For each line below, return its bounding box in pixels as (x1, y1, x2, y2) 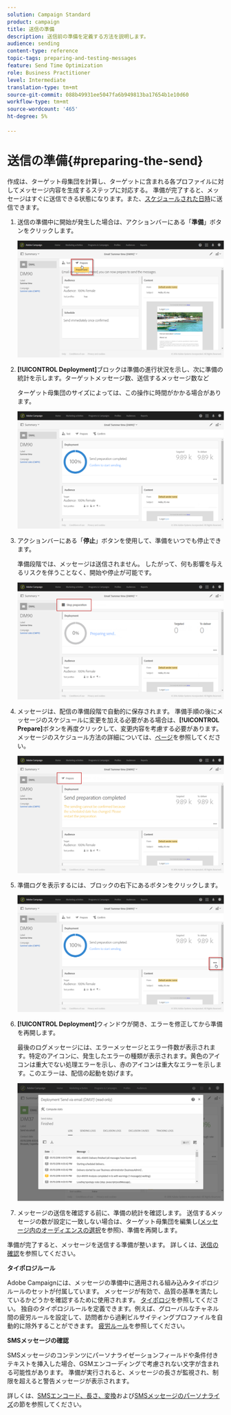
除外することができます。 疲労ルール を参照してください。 (25, 1322, 189, 1330)
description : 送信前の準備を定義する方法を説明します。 (7, 33, 149, 40)
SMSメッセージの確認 (7, 1336, 69, 1345)
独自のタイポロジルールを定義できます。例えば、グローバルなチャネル (20, 1305, 219, 1313)
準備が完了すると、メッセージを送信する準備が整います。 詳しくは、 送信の (7, 1240, 219, 1249)
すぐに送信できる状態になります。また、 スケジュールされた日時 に (30, 194, 217, 203)
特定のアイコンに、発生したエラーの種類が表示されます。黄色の (28, 1052, 208, 1060)
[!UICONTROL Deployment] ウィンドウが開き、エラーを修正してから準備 (16, 1020, 223, 1028)
